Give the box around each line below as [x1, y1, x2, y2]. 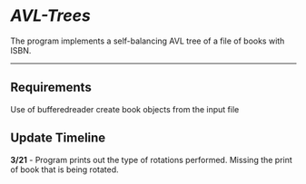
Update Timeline [10, 131, 106, 146]
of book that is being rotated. [10, 164, 119, 175]
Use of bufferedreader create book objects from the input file [10, 103, 240, 114]
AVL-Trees [10, 5, 92, 26]
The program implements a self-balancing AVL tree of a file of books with [10, 35, 285, 46]
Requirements [10, 80, 92, 95]
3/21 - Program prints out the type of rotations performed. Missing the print [10, 154, 293, 165]
